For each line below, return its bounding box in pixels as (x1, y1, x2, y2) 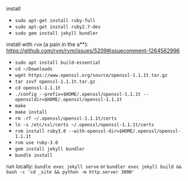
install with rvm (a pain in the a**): (6, 41, 89, 48)
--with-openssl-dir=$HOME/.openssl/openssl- (68, 128, 181, 134)
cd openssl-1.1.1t (14, 85, 61, 91)
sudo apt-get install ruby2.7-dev (14, 24, 101, 30)
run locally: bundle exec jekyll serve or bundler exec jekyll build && (6, 163, 182, 170)
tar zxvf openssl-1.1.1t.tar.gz (14, 79, 95, 85)
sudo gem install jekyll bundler (14, 30, 98, 36)
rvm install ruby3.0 (14, 128, 66, 134)
